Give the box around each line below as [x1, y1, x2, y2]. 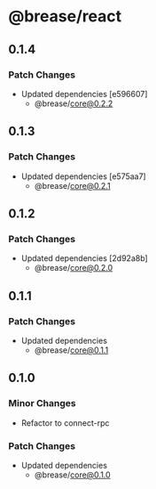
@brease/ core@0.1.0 [34, 469, 112, 480]
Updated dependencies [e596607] [20, 88, 148, 99]
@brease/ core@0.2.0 [34, 263, 113, 273]
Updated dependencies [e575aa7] [20, 171, 147, 182]
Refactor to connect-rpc [20, 417, 110, 428]
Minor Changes [8, 397, 76, 410]
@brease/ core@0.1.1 [34, 345, 109, 355]
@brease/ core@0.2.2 [34, 98, 113, 109]
